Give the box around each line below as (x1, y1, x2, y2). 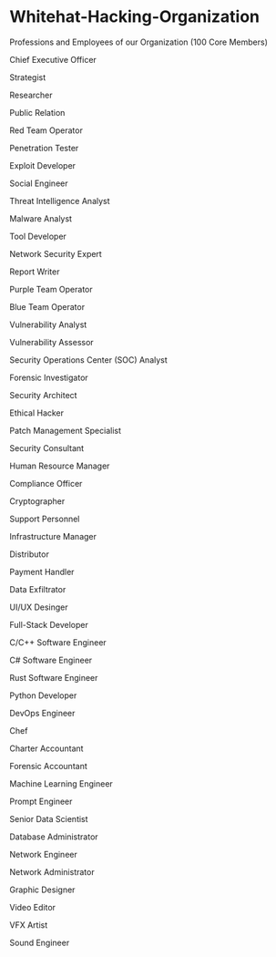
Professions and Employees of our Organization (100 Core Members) (9, 36, 269, 47)
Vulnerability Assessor (9, 336, 94, 347)
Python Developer (9, 690, 77, 701)
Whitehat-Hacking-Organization (9, 6, 261, 27)
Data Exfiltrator (9, 583, 66, 594)
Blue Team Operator (9, 301, 85, 312)
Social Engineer (9, 178, 68, 189)
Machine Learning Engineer (9, 777, 114, 789)
